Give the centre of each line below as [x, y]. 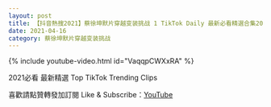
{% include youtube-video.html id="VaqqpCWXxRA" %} [102, 61]
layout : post [30, 16]
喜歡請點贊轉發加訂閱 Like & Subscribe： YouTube [91, 95]
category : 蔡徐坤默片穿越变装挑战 [60, 38]
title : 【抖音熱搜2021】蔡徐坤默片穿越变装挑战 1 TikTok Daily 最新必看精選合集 [132, 23]
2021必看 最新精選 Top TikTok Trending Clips [83, 78]
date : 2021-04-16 [38, 31]
